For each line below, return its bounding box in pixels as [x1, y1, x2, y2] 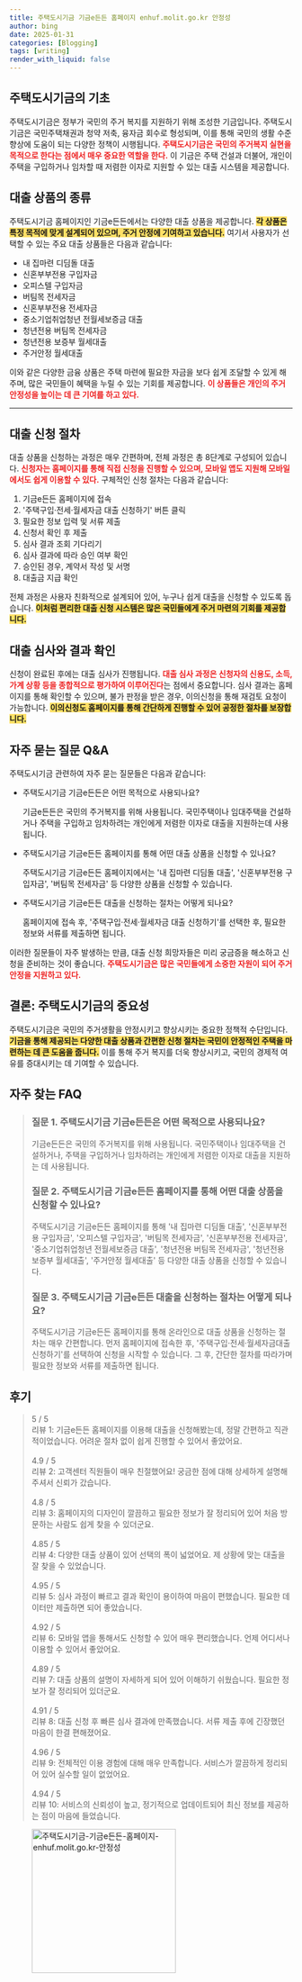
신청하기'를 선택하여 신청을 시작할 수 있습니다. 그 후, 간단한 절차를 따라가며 [31, 1349, 293, 1360]
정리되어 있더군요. [58, 1685, 121, 1696]
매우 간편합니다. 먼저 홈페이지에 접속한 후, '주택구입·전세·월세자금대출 [48, 1338, 290, 1349]
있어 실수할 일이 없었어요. [40, 1769, 130, 1779]
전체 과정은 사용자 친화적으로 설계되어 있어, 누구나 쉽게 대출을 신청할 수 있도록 [9, 592, 283, 602]
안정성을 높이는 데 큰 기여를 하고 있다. [9, 389, 139, 400]
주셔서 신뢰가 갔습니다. [31, 1477, 111, 1488]
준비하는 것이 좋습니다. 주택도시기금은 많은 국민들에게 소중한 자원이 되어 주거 [25, 958, 293, 969]
